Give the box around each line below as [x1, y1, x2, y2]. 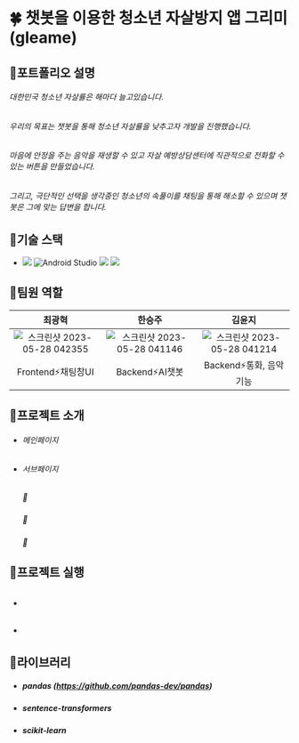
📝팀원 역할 [9, 286, 64, 301]
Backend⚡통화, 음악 [203, 359, 285, 371]
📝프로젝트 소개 [9, 408, 85, 424]
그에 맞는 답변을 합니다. [25, 202, 107, 212]
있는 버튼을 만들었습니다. [9, 161, 95, 172]
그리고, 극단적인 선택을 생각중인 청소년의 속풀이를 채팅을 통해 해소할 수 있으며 [9, 190, 278, 201]
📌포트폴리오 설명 [9, 65, 95, 80]
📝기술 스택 [9, 232, 64, 247]
